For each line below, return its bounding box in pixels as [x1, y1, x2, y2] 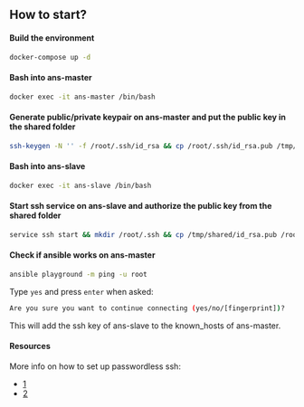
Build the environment [9, 32, 95, 43]
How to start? [9, 7, 88, 23]
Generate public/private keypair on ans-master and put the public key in [9, 112, 287, 123]
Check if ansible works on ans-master [9, 250, 156, 260]
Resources [9, 341, 52, 352]
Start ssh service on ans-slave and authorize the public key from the [9, 201, 272, 212]
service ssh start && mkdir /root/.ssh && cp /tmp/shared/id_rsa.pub [9, 230, 278, 239]
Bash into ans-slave [9, 161, 86, 172]
